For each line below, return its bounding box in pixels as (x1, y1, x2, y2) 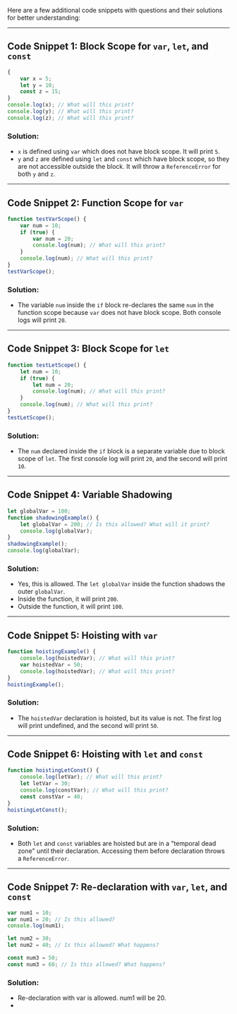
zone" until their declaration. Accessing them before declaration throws (17, 847, 226, 855)
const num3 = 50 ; (7, 955, 59, 962)
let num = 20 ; (32, 381, 74, 388)
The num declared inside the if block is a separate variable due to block (17, 447, 226, 455)
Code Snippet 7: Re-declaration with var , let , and (7, 881, 228, 893)
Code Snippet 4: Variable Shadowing (7, 489, 173, 501)
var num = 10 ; (20, 222, 61, 229)
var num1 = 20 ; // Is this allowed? (7, 916, 115, 923)
